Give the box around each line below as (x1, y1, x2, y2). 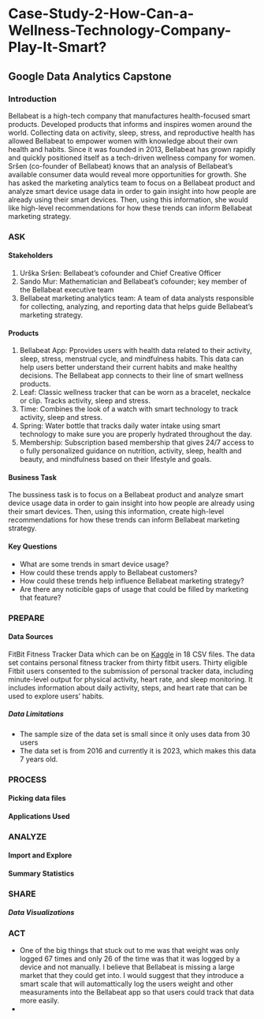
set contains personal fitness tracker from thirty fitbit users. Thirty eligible (8, 657, 248, 667)
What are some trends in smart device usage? (19, 559, 169, 568)
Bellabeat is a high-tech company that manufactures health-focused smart (8, 111, 251, 121)
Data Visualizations (8, 908, 75, 917)
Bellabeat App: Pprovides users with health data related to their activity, (19, 346, 252, 355)
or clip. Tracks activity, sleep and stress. (19, 396, 151, 406)
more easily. (19, 996, 60, 1006)
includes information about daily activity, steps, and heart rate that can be (8, 682, 248, 692)
